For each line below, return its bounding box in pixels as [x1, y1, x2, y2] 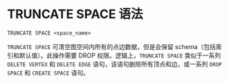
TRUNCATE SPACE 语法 [7, 6, 143, 22]
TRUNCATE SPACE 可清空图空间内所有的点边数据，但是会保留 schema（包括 [7, 42, 217, 50]
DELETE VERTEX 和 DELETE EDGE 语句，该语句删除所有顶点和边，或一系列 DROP [7, 59, 223, 68]
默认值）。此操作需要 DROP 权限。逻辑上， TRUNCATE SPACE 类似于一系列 [19, 51, 221, 59]
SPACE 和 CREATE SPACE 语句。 [7, 68, 90, 77]
